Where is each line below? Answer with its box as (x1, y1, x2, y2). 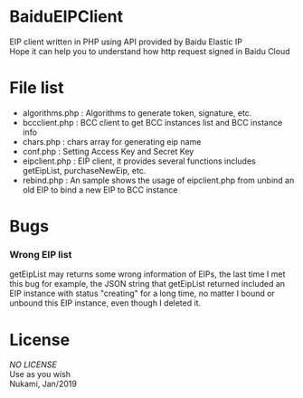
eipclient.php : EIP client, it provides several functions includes (22, 156, 256, 166)
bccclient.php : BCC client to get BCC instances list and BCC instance (22, 117, 283, 128)
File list (9, 78, 65, 99)
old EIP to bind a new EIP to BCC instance (22, 184, 178, 195)
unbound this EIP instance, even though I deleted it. (9, 298, 202, 308)
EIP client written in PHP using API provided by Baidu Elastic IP (9, 36, 242, 47)
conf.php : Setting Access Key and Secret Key (22, 146, 194, 156)
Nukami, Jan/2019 (9, 378, 77, 390)
